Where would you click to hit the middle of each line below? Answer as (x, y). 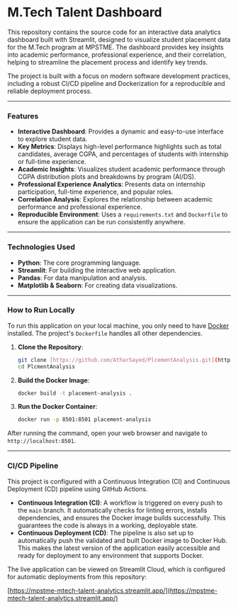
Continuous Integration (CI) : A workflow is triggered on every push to (120, 503)
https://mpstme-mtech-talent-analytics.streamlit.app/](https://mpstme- (114, 591)
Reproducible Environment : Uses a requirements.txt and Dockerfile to (123, 214)
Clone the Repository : (50, 347)
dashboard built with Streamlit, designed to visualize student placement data (119, 39)
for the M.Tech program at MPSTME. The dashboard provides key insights (116, 47)
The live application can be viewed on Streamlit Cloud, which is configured (116, 569)
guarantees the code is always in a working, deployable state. (108, 525)
